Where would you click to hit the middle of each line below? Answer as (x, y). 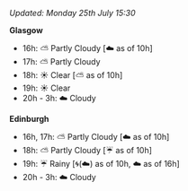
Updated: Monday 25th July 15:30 (72, 13)
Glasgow (26, 30)
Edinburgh (29, 119)
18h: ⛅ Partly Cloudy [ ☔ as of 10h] (87, 150)
